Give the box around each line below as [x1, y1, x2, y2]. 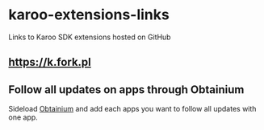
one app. [8, 112, 38, 122]
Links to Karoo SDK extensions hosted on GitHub [8, 32, 171, 42]
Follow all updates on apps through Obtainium [8, 83, 245, 96]
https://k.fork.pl [8, 55, 91, 69]
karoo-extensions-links [8, 6, 170, 24]
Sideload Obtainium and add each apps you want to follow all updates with [8, 104, 257, 114]
